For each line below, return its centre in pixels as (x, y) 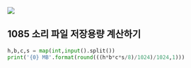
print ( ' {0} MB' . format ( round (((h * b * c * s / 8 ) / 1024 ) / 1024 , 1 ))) (96, 57)
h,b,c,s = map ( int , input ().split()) (61, 50)
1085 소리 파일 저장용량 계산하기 (74, 34)
